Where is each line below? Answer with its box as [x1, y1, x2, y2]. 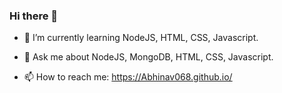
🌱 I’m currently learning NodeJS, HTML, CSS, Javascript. [23, 32, 259, 44]
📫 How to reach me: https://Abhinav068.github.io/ [23, 71, 233, 83]
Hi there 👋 [9, 9, 59, 23]
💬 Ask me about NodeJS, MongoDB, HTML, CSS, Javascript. [23, 51, 274, 63]
